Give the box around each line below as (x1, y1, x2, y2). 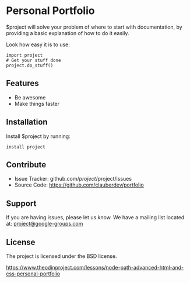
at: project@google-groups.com (6, 220, 83, 227)
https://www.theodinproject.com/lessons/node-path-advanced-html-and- (6, 264, 184, 271)
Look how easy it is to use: (6, 41, 70, 48)
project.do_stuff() (6, 63, 54, 68)
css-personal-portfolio (6, 270, 61, 277)
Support (6, 198, 37, 208)
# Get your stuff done (6, 57, 61, 63)
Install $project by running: (6, 133, 71, 140)
